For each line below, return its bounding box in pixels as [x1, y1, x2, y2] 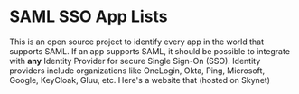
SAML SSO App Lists [9, 6, 168, 27]
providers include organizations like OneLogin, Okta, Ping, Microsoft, [9, 65, 265, 76]
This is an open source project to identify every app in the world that [9, 36, 265, 47]
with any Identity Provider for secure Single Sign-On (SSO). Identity [9, 55, 261, 66]
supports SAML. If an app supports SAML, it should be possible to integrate [9, 45, 291, 56]
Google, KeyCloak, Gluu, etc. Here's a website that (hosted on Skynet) [9, 74, 271, 85]
